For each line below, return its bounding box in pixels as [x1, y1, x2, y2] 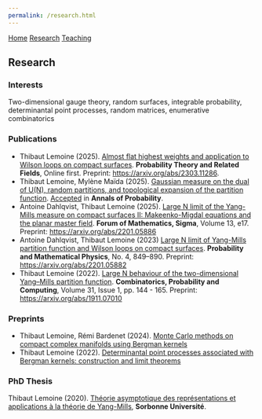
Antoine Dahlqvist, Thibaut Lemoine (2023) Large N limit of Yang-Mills [19, 235, 247, 244]
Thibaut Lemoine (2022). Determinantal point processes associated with [19, 347, 253, 357]
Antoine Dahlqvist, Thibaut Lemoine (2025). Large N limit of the [19, 201, 225, 211]
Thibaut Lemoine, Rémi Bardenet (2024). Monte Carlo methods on [19, 331, 234, 340]
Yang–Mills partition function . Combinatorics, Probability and [19, 277, 220, 286]
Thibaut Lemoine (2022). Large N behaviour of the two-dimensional [19, 268, 239, 277]
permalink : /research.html [8, 11, 96, 20]
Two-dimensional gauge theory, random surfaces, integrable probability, [8, 97, 242, 107]
